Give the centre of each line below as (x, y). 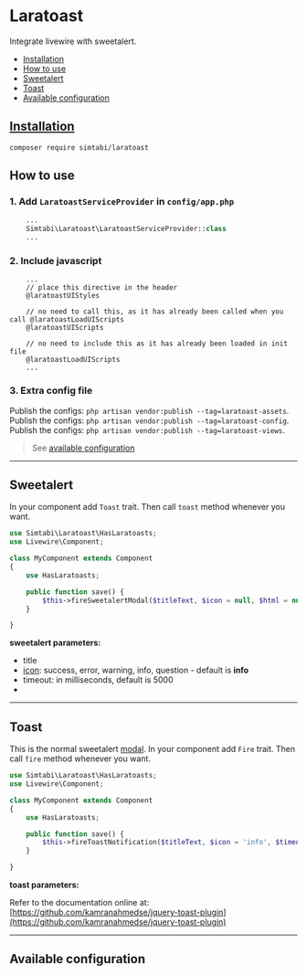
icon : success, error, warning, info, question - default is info (136, 670)
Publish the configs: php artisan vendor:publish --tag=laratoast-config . (149, 420)
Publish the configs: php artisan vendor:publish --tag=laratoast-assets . (149, 410)
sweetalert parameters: (55, 643)
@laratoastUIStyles (63, 296)
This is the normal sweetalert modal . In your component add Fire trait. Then (152, 749)
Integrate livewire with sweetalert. (73, 41)
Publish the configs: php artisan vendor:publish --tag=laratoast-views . (147, 429)
